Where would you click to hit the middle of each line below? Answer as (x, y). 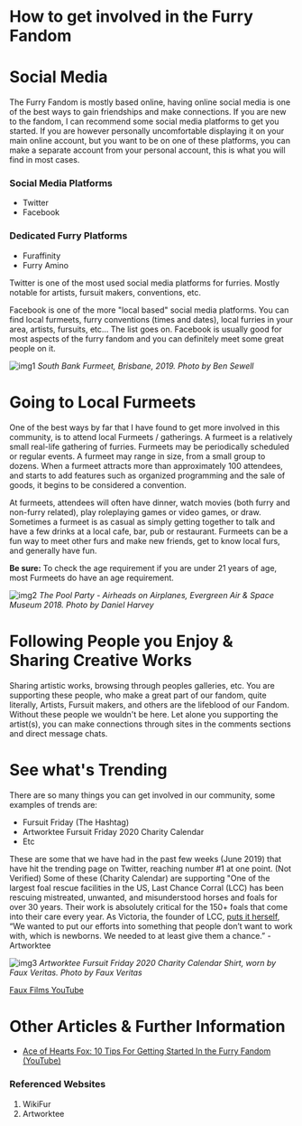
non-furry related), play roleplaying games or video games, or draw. (135, 511)
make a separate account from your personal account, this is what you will (147, 150)
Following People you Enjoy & (121, 641)
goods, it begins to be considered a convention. (98, 484)
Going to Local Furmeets (103, 402)
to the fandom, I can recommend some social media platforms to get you (144, 122)
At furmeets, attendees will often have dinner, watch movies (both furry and (150, 502)
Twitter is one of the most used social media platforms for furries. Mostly (145, 283)
